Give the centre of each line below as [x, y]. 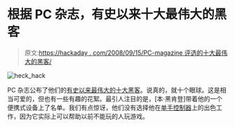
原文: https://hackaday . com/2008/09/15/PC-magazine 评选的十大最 [123, 53]
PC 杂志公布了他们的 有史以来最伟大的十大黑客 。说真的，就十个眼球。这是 [114, 90]
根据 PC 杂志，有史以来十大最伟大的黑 [117, 14]
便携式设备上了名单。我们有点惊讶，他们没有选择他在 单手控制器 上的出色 [112, 107]
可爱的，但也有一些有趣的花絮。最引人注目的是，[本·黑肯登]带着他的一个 [118, 98]
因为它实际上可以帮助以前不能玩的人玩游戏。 [84, 116]
